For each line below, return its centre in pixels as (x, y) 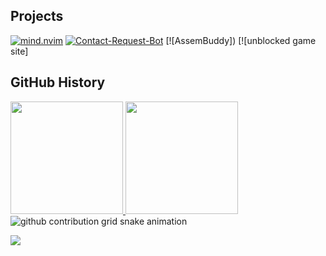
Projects (37, 16)
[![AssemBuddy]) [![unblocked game (241, 40)
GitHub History (58, 82)
